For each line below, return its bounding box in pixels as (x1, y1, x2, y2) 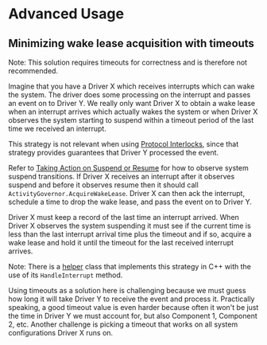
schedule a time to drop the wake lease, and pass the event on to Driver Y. (8, 197, 253, 206)
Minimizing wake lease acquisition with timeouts (8, 37, 254, 50)
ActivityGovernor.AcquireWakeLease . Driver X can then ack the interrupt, (8, 189, 245, 198)
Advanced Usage (8, 5, 125, 23)
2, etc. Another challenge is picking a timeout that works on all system (8, 320, 238, 329)
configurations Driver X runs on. (8, 328, 114, 337)
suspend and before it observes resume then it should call (8, 180, 199, 190)
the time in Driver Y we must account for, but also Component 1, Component (8, 312, 258, 320)
